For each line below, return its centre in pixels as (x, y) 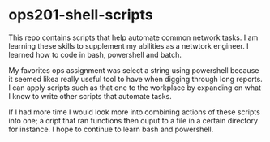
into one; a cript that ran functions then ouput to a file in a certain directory (133, 120)
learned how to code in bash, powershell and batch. (95, 54)
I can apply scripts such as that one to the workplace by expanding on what (135, 88)
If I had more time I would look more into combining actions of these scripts (135, 112)
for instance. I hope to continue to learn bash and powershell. (111, 129)
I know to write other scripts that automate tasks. (90, 96)
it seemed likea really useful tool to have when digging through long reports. (136, 79)
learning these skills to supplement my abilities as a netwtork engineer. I (129, 45)
